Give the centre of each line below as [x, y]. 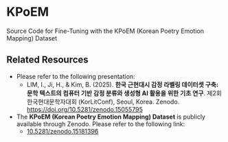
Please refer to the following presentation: [76, 76]
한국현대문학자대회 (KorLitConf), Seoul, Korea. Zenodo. [103, 102]
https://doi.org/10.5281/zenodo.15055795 [85, 109]
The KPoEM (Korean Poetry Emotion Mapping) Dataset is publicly [111, 117]
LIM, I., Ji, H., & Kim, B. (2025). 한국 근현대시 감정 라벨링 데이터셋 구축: [123, 84]
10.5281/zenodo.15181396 [62, 131]
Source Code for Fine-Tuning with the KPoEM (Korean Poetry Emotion [105, 31]
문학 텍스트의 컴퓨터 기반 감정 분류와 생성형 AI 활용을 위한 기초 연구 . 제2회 [124, 93]
